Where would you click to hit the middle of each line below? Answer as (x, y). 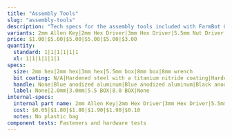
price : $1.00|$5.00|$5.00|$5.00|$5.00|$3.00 (72, 39)
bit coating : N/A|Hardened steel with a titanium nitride (99, 78)
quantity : (21, 46)
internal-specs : (30, 98)
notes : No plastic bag (46, 116)
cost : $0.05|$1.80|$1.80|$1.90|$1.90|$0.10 (77, 110)
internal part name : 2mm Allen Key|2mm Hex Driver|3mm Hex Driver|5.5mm (120, 104)
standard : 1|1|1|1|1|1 (46, 53)
